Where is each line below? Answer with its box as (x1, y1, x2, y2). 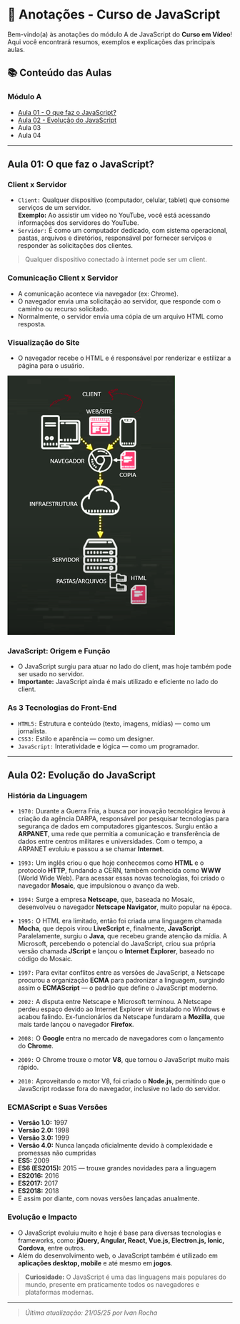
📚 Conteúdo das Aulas (7, 67, 112, 79)
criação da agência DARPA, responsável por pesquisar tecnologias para (17, 814, 229, 823)
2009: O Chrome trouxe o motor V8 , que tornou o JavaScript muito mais (17, 1055, 230, 1064)
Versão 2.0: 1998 (17, 1126, 70, 1135)
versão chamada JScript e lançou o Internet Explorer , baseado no (17, 947, 214, 956)
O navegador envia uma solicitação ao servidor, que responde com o (17, 296, 221, 306)
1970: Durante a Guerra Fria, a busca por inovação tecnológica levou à (17, 807, 226, 816)
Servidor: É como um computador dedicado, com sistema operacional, (17, 226, 228, 235)
